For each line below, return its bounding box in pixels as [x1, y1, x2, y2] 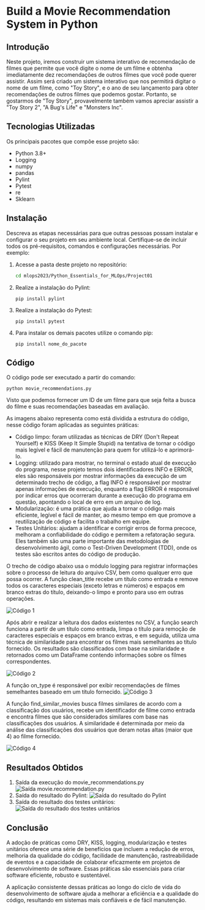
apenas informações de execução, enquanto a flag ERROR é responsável [15, 485, 199, 493]
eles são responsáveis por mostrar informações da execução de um [15, 472, 187, 480]
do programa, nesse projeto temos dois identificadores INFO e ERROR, [15, 466, 194, 473]
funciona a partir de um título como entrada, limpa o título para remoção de [6, 625, 196, 633]
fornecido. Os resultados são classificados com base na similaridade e [6, 645, 185, 652]
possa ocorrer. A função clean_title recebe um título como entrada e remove [6, 576, 199, 583]
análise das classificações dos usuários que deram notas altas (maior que [6, 726, 193, 734]
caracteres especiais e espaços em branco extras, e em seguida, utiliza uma [6, 632, 199, 639]
